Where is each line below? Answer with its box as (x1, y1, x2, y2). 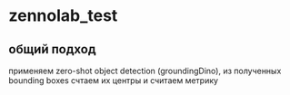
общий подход (8, 42, 96, 57)
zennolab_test (8, 5, 118, 26)
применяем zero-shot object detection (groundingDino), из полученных (8, 65, 282, 76)
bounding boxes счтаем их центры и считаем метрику (8, 75, 219, 86)
